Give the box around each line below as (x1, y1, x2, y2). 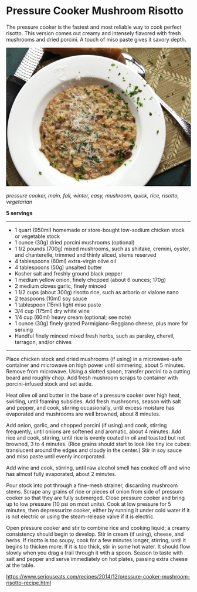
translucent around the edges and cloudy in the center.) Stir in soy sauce (6, 447, 182, 454)
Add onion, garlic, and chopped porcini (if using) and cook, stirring (6, 421, 167, 428)
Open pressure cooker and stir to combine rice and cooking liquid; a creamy (6, 524, 190, 531)
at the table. (6, 562, 35, 569)
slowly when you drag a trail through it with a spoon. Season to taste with (6, 549, 184, 556)
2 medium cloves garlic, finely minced (14, 283, 107, 290)
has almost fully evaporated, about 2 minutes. (6, 470, 117, 477)
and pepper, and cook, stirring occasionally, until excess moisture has (6, 404, 175, 411)
